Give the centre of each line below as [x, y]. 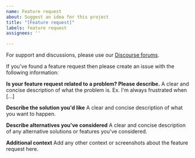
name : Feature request [34, 11]
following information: [32, 73]
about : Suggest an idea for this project [58, 17]
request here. [22, 149]
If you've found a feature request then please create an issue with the [90, 66]
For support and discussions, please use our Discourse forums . [83, 55]
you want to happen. [31, 114]
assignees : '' [23, 33]
